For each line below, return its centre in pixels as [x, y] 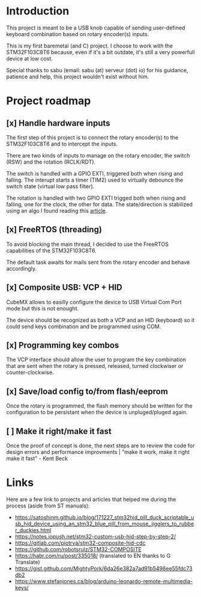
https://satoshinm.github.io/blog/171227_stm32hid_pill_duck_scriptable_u [104, 517]
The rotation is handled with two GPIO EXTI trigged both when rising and [96, 198]
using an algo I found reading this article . [57, 210]
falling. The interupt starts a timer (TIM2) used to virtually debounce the [95, 180]
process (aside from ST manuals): [48, 506]
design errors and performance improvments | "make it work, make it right [98, 452]
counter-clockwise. [30, 372]
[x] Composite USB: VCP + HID [64, 288]
